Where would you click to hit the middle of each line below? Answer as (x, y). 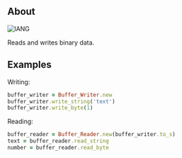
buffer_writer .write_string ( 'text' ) (61, 101)
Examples (29, 65)
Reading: (20, 122)
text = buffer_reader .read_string (58, 141)
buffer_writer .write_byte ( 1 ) (50, 108)
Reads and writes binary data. (51, 43)
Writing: (19, 81)
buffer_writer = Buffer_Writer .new (60, 95)
